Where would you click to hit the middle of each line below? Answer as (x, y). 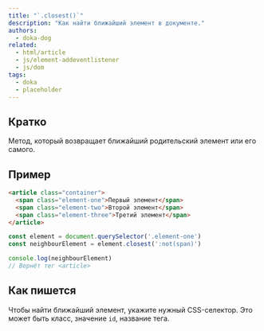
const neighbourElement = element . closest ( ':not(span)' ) (105, 244)
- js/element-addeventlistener (67, 60)
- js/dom (30, 68)
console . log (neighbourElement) (60, 259)
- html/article (41, 53)
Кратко (28, 121)
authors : (23, 30)
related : (23, 45)
